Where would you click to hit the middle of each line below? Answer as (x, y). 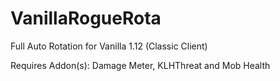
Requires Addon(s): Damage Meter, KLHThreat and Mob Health (140, 65)
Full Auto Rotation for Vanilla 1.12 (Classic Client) (109, 46)
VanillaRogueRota (86, 18)
